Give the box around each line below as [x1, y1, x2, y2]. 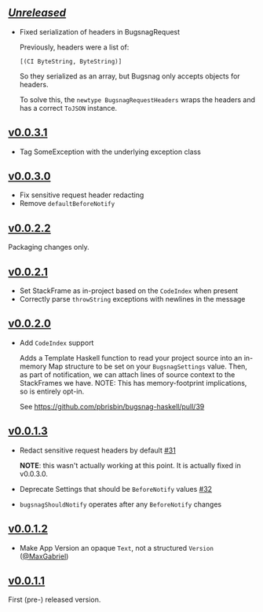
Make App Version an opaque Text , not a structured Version [19, 543, 214, 552]
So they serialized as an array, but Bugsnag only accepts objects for [19, 71, 241, 81]
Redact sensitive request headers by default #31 [19, 445, 177, 455]
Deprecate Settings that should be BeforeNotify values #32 [19, 484, 213, 493]
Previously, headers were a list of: [19, 42, 130, 52]
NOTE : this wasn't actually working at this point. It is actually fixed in [19, 460, 241, 470]
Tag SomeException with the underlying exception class [19, 147, 202, 156]
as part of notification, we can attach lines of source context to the [19, 369, 236, 379]
